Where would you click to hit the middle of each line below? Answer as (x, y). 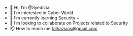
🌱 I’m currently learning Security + (45, 18)
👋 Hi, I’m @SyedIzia (30, 8)
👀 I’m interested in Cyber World (41, 13)
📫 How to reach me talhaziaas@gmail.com (53, 28)
